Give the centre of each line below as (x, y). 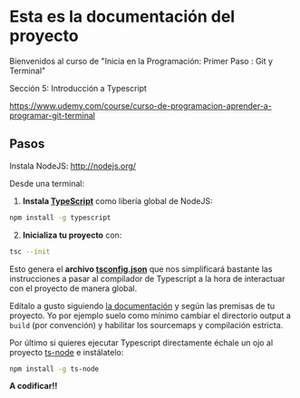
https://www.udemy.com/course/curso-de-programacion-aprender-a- (140, 105)
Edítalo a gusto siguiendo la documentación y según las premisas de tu (142, 306)
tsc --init (30, 251)
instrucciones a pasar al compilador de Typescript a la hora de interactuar (147, 278)
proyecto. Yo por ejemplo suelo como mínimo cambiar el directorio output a (150, 315)
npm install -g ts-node (54, 369)
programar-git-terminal (52, 115)
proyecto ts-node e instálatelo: (67, 352)
